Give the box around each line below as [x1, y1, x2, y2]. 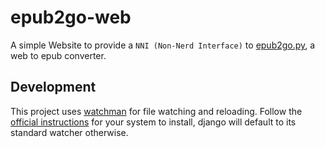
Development [10, 79, 97, 96]
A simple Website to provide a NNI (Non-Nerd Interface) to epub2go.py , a [10, 39, 316, 51]
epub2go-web [10, 6, 132, 29]
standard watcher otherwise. [10, 126, 129, 138]
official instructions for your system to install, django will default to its [10, 116, 297, 128]
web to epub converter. [10, 49, 107, 61]
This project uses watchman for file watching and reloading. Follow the [10, 105, 303, 117]
